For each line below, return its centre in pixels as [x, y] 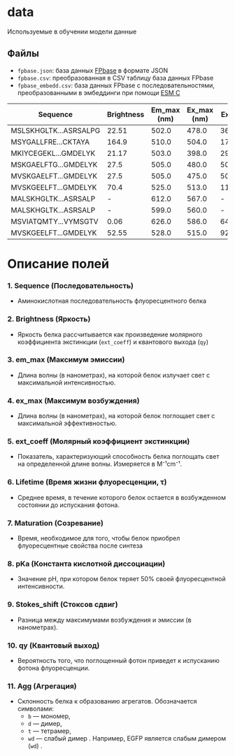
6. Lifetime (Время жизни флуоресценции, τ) [87, 482]
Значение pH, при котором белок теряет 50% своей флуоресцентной [121, 579]
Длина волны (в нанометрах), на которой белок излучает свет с [114, 375]
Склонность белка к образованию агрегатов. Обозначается [107, 701]
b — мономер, [49, 716]
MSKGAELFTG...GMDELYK [54, 164]
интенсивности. [41, 586]
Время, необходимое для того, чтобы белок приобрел [99, 539]
